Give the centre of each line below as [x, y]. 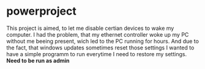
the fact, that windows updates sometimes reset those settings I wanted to [100, 48]
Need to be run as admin [38, 60]
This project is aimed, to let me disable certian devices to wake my [90, 28]
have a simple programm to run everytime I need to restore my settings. [97, 54]
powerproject [41, 11]
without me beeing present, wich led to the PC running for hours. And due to [102, 41]
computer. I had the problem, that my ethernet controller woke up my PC [98, 34]
